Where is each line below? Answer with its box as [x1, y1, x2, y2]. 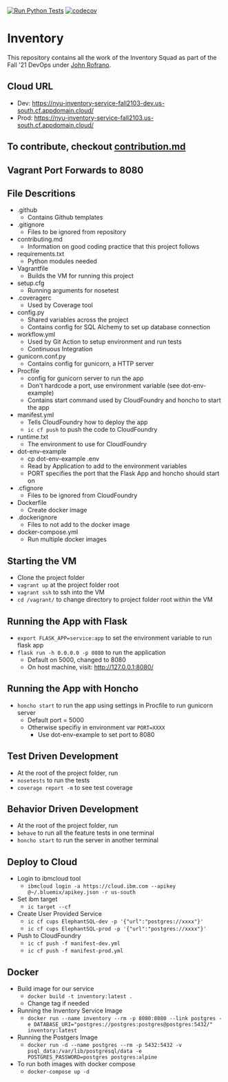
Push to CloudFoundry [17, 932, 81, 940]
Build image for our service [17, 985, 94, 993]
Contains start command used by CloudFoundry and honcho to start [27, 396, 222, 404]
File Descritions [7, 187, 76, 199]
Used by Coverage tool [27, 301, 93, 309]
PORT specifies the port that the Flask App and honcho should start [27, 469, 220, 478]
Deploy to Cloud [7, 856, 78, 868]
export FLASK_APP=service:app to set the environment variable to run [17, 634, 212, 642]
